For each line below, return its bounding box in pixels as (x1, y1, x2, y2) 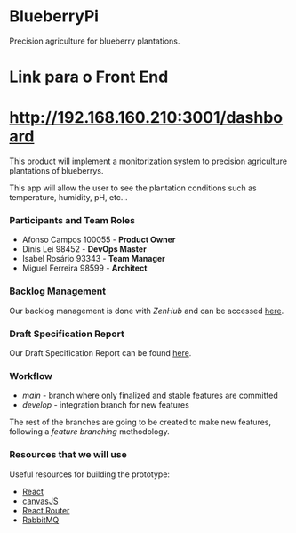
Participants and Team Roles (9, 214, 136, 226)
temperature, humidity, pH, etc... (9, 192, 128, 203)
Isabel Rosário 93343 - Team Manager (21, 254, 166, 264)
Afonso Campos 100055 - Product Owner (21, 234, 176, 246)
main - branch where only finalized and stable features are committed (21, 390, 278, 401)
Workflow (9, 369, 53, 382)
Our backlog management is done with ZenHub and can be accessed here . (9, 305, 284, 316)
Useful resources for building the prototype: (9, 469, 171, 480)
